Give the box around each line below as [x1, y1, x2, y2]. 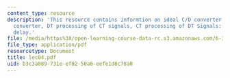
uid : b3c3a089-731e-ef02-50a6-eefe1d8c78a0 [7, 60, 133, 67]
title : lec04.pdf [7, 54, 57, 61]
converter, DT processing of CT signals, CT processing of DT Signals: [13, 22, 222, 29]
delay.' [13, 28, 36, 36]
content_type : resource [7, 9, 75, 17]
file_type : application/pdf [7, 41, 88, 48]
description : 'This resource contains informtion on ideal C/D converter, [7, 16, 225, 23]
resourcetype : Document [7, 48, 75, 55]
